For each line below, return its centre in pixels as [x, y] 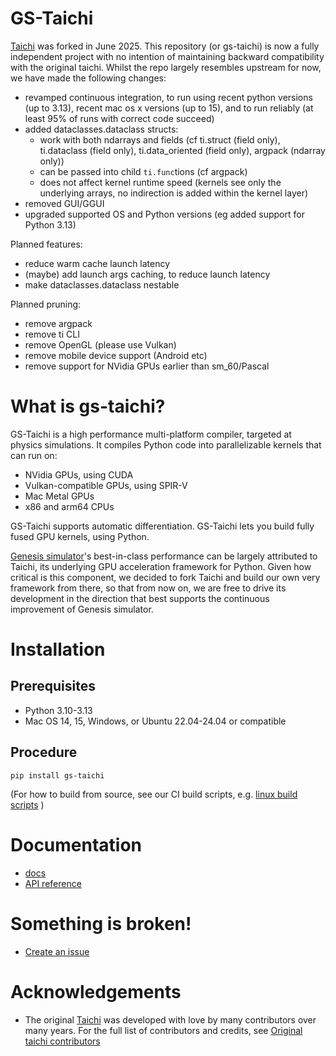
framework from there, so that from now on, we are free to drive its [148, 588]
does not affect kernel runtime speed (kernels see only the [160, 182]
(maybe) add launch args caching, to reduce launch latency [147, 274]
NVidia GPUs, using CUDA [79, 474]
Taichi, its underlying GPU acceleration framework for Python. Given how [161, 566]
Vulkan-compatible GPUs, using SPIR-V [106, 485]
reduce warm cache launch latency [97, 263]
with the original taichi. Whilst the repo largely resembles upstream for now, [166, 67]
